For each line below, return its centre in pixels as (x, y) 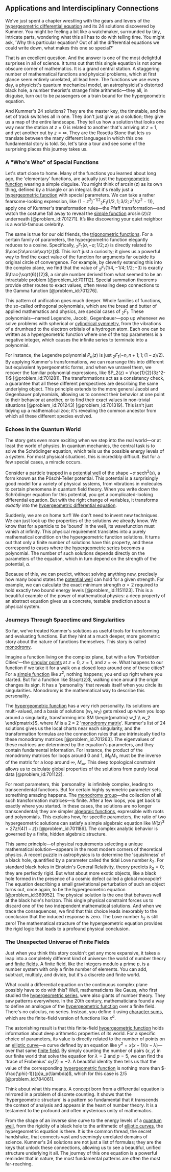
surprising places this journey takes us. (46, 149)
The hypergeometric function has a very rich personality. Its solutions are (82, 705)
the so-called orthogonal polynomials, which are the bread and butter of (81, 306)
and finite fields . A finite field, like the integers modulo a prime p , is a (77, 964)
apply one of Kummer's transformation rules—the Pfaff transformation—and (85, 208)
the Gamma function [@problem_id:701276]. (52, 291)
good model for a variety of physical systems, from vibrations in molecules (84, 483)
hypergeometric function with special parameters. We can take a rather (80, 195)
